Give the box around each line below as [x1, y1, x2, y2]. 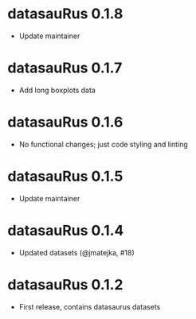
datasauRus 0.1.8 [7, 5, 123, 23]
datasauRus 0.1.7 [7, 59, 123, 77]
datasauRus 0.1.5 [7, 168, 123, 185]
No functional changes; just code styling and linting [18, 139, 188, 149]
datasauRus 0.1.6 [7, 113, 123, 131]
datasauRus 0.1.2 [7, 275, 123, 294]
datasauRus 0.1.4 [7, 221, 124, 239]
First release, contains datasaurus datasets [18, 301, 161, 311]
